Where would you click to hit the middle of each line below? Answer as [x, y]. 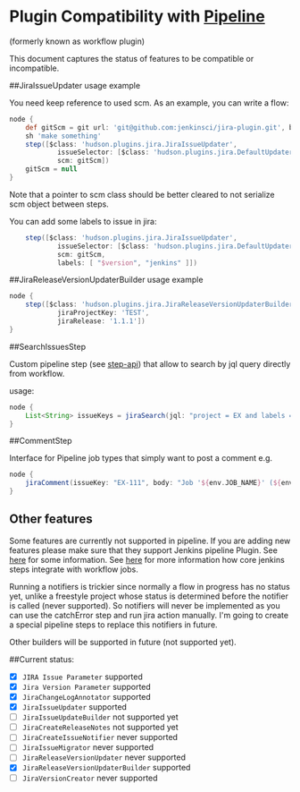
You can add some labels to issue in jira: [83, 221]
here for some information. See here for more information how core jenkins [147, 559]
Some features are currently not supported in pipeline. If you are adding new [150, 541]
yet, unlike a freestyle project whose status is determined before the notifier [149, 596]
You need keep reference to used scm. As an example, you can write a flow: [149, 102]
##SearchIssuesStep [48, 346]
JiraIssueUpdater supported [75, 707]
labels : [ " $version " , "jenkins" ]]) [127, 263]
